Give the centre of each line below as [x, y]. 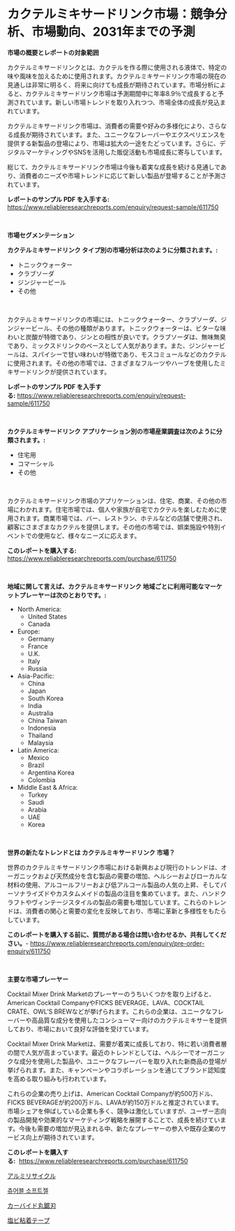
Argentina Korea [51, 772]
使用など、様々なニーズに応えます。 [89, 535]
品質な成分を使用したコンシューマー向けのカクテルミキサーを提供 [132, 1020]
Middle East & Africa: [47, 787]
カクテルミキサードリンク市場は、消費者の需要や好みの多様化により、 [108, 126]
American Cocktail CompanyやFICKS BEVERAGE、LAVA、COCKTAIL [106, 1002]
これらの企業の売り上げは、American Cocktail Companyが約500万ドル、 [112, 1093]
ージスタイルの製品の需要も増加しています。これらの [131, 902]
